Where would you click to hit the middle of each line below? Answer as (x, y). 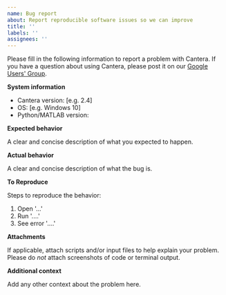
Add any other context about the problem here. (74, 285)
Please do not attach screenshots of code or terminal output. (94, 258)
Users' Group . (27, 74)
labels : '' (23, 33)
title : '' (21, 26)
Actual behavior (30, 155)
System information (36, 87)
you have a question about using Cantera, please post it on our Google (108, 66)
